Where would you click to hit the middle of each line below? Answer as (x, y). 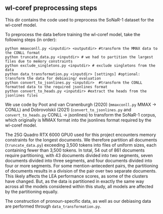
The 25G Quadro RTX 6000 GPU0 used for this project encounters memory (81, 135)
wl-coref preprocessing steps (51, 8)
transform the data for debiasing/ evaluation (53, 78)
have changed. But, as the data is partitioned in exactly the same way (75, 181)
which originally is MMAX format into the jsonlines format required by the (78, 120)
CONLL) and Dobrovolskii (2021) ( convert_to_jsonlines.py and (68, 110)
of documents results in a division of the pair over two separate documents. (81, 171)
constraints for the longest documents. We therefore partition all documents (81, 140)
